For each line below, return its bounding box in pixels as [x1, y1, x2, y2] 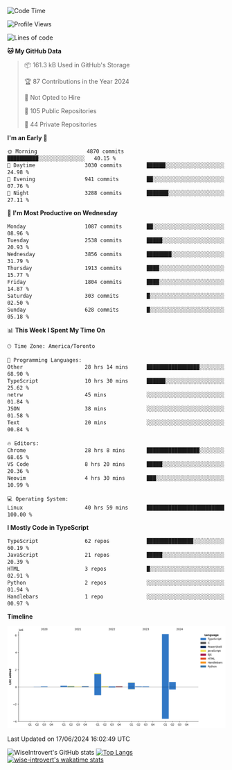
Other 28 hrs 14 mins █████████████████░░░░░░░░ [7, 364, 225, 371]
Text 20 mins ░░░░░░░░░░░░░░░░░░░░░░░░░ [7, 419, 225, 426]
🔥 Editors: [7, 440, 39, 447]
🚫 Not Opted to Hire [24, 94, 81, 101]
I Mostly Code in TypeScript [7, 524, 89, 531]
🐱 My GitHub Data [7, 47, 62, 55]
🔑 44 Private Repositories [24, 120, 97, 128]
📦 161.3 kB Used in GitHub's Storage [24, 61, 130, 69]
